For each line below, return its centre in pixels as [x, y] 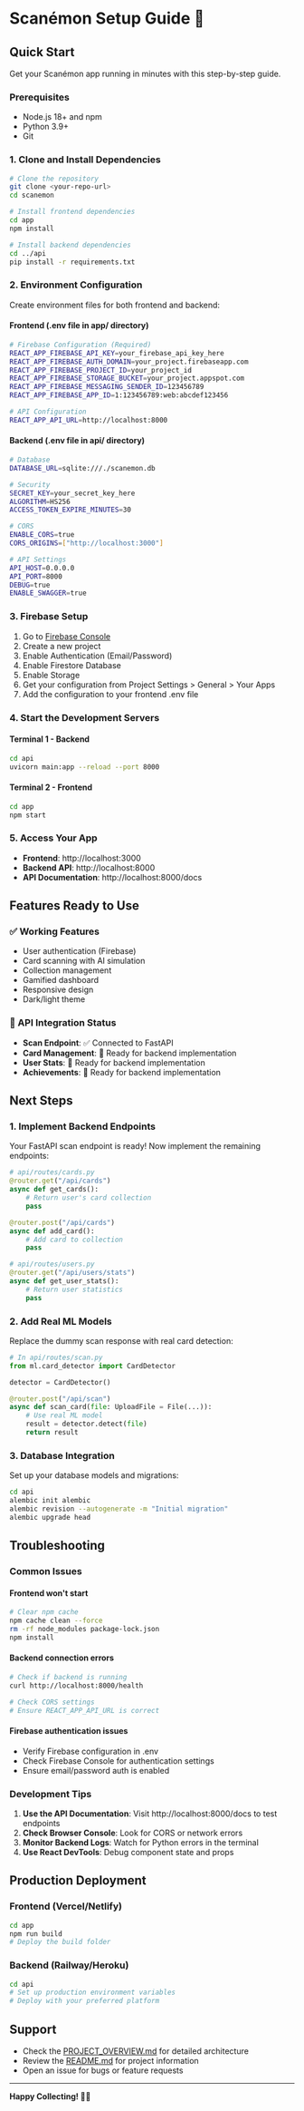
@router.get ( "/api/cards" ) [60, 1181]
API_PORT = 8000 [36, 576]
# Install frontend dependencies [72, 212]
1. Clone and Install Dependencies [85, 160]
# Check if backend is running [68, 1677]
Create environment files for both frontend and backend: [114, 305]
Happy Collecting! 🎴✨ [50, 2096]
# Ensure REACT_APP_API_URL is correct [85, 1710]
